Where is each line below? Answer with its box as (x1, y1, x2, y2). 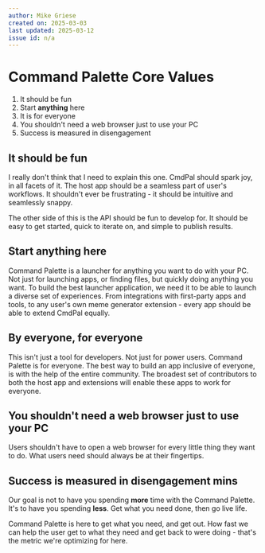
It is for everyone (19, 111, 76, 121)
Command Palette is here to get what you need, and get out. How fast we (8, 519, 249, 529)
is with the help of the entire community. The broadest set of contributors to (8, 369, 257, 379)
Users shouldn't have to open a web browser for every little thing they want (8, 442, 255, 452)
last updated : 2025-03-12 (8, 26, 94, 34)
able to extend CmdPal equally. (8, 308, 111, 317)
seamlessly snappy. (8, 198, 73, 207)
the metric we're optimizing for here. (8, 536, 128, 546)
